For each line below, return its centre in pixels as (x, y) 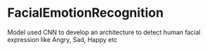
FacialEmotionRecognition (85, 13)
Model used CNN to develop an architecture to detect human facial (104, 32)
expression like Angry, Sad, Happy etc (62, 39)
